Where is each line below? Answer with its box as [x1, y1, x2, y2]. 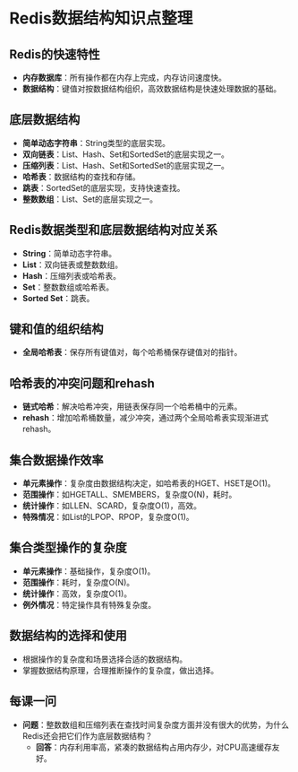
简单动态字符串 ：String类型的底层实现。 [21, 137, 171, 148]
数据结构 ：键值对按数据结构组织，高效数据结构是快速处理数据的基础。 [21, 83, 282, 94]
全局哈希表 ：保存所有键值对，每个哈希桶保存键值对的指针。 [21, 347, 243, 358]
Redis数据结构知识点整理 [9, 8, 193, 29]
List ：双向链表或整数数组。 [21, 259, 123, 270]
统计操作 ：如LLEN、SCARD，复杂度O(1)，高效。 [21, 500, 201, 511]
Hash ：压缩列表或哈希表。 [21, 270, 121, 281]
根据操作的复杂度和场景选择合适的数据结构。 [21, 654, 188, 664]
